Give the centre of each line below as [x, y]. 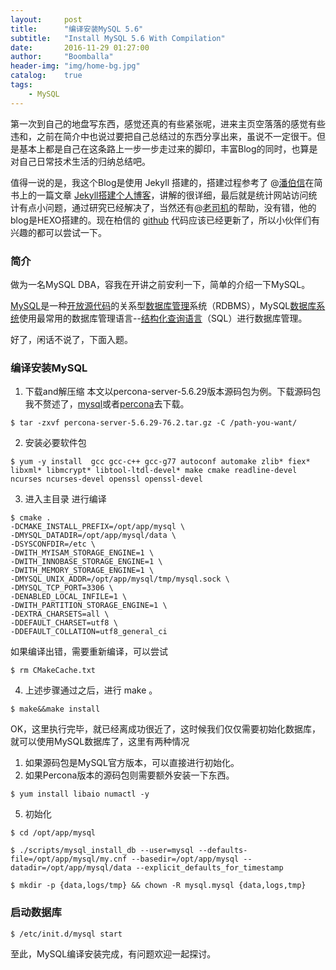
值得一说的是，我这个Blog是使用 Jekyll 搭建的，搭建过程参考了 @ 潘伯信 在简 [166, 182]
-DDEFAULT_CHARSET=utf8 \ [64, 623]
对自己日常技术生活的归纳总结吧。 [80, 161]
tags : [21, 85]
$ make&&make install [55, 709]
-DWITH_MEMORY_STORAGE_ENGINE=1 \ [82, 571]
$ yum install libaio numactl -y [80, 794]
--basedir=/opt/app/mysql [185, 859]
